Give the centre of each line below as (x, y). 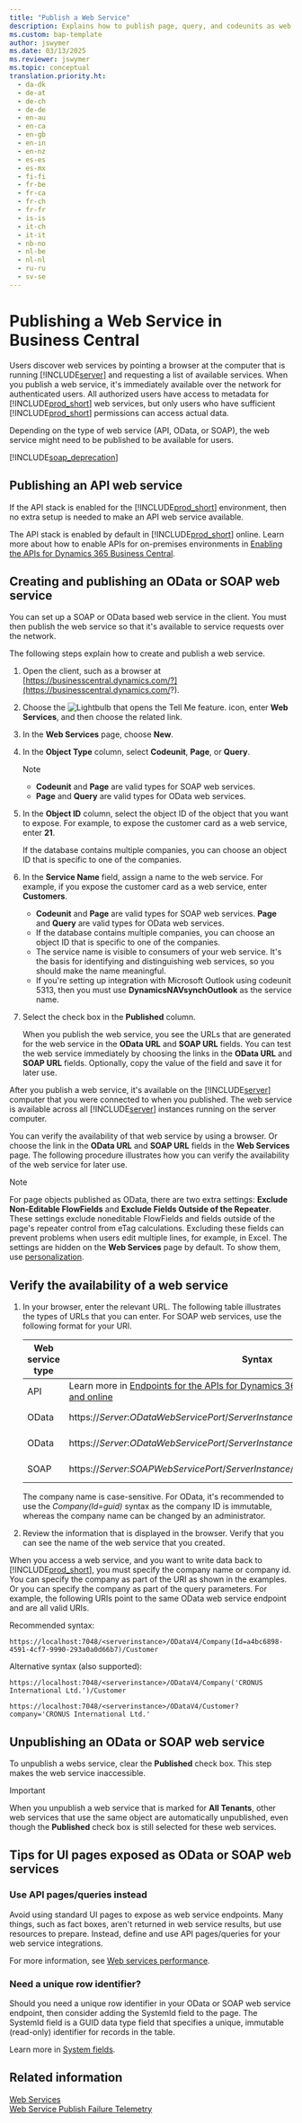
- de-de (32, 110)
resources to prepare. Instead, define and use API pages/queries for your (145, 1933)
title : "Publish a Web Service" (70, 18)
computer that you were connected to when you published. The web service (151, 1100)
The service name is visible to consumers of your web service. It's (159, 952)
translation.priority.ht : (58, 76)
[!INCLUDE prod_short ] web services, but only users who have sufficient (142, 403)
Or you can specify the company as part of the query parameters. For (138, 1589)
